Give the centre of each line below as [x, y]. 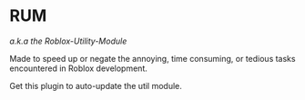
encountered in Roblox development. [78, 68]
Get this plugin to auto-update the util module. [96, 85]
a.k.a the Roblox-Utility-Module [68, 41]
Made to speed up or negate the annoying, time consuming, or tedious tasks [152, 58]
